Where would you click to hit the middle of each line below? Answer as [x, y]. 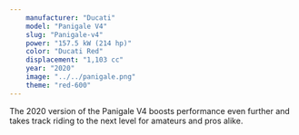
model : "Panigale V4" [66, 26]
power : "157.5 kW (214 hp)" [79, 43]
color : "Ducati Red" [65, 52]
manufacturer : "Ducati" [71, 18]
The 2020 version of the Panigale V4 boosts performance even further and [150, 111]
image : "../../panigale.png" [81, 77]
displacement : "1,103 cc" [75, 60]
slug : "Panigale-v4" [65, 34]
